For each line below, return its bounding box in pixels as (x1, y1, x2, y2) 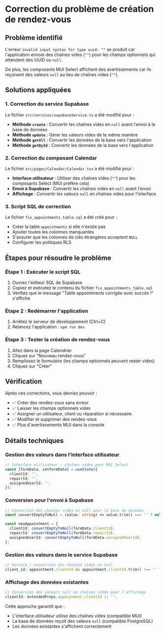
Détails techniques (5, 436, 64, 445)
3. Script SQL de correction (5, 203, 71, 210)
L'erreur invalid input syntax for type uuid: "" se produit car (5, 47, 135, 52)
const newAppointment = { (5, 521, 58, 526)
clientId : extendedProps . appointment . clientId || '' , (5, 594, 118, 599)
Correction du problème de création (5, 3, 154, 15)
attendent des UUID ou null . (5, 57, 63, 62)
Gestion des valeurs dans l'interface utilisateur (5, 451, 119, 458)
